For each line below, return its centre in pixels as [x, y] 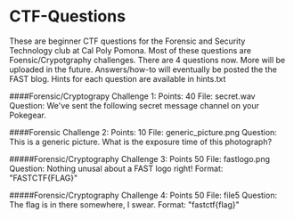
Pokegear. [28, 115]
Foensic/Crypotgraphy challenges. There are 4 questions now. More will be [147, 60]
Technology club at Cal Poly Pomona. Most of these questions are [131, 50]
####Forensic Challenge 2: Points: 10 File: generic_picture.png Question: [143, 132]
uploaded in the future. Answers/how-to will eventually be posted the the [143, 69]
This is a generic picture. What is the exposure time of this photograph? [141, 142]
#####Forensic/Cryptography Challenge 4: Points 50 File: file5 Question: [143, 195]
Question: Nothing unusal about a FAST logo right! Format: [116, 168]
